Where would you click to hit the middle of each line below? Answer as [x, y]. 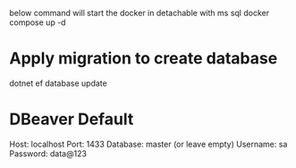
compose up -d [38, 22]
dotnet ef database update [58, 83]
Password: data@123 [48, 153]
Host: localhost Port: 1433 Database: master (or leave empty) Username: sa [148, 144]
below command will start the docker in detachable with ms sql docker [140, 13]
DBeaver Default [72, 119]
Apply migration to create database [144, 59]
